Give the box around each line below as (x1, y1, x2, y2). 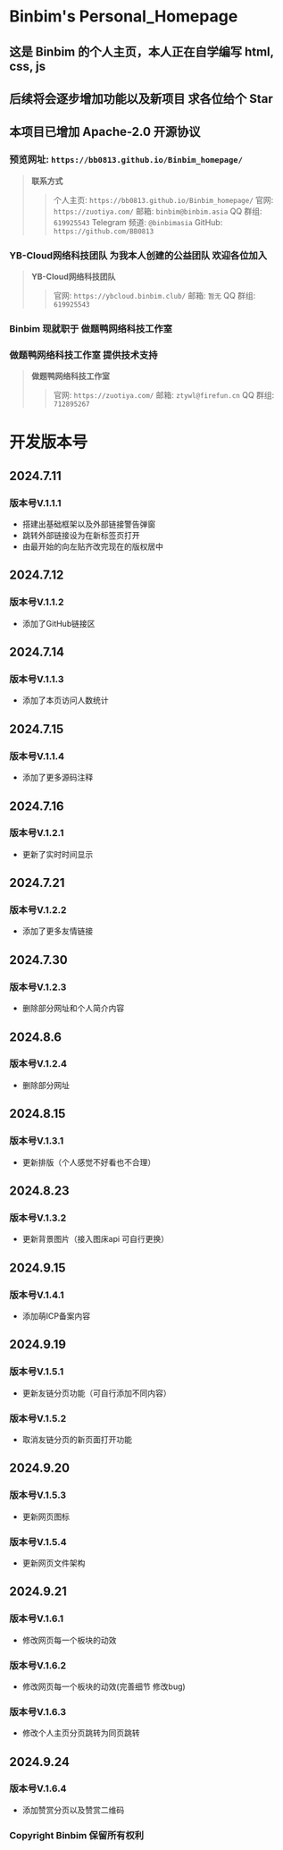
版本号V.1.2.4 (9, 1058, 68, 1070)
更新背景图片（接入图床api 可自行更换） (21, 1234, 170, 1245)
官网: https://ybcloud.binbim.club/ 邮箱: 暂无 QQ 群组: (53, 290, 256, 300)
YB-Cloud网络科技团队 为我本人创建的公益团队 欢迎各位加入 (9, 249, 268, 261)
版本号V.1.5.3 (9, 1489, 67, 1501)
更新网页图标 (21, 1511, 70, 1522)
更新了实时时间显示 (21, 849, 94, 859)
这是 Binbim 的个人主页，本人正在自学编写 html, (9, 44, 274, 59)
